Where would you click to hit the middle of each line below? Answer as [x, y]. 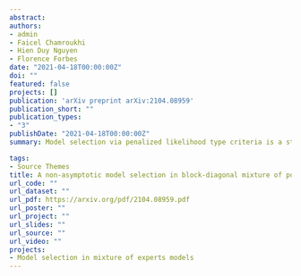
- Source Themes [39, 166]
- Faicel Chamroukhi [48, 42]
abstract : [28, 17]
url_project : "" [39, 216]
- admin [24, 34]
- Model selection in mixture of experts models [102, 258]
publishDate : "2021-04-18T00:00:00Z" [80, 134]
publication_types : [46, 117]
